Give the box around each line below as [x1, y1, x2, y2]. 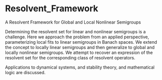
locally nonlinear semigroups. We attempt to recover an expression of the [5, 50, 153, 55]
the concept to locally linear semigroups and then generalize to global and [5, 44, 155, 50]
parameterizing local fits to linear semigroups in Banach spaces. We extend [5, 39, 158, 45]
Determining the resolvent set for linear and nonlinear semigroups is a [5, 28, 146, 34]
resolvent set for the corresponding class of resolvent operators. [5, 54, 136, 60]
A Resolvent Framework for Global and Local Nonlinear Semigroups [5, 19, 141, 25]
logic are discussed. [5, 69, 46, 75]
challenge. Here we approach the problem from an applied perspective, [5, 34, 149, 40]
